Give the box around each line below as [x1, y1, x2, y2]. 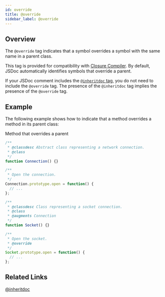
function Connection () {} [5, 159, 58, 164]
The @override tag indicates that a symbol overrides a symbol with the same [5, 48, 161, 54]
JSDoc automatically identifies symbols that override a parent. [5, 68, 132, 74]
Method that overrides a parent [5, 131, 69, 136]
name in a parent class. [5, 53, 53, 59]
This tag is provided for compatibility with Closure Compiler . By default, [5, 63, 151, 69]
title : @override [5, 12, 41, 17]
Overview [5, 35, 36, 43]
